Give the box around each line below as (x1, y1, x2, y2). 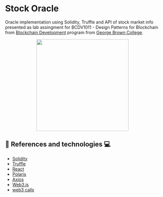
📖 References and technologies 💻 (5, 140, 111, 149)
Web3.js (12, 181, 29, 187)
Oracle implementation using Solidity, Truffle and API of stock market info (5, 19, 154, 25)
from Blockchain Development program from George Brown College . (5, 29, 144, 35)
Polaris (12, 171, 27, 177)
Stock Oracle (5, 3, 59, 14)
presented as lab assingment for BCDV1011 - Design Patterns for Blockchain (5, 24, 159, 30)
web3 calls (12, 187, 34, 193)
